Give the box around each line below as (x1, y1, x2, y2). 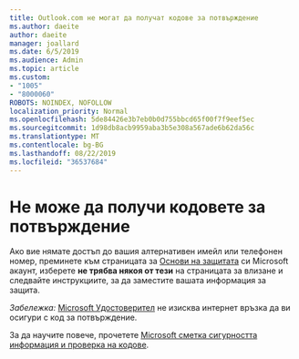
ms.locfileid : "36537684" (9, 157, 108, 167)
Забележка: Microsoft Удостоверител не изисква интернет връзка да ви (9, 303, 291, 313)
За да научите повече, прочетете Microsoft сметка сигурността (9, 330, 258, 341)
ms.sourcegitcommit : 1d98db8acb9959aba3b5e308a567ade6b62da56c (9, 124, 255, 133)
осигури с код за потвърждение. (9, 312, 138, 323)
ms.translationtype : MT (9, 132, 100, 141)
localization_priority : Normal (9, 107, 129, 116)
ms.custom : (9, 73, 51, 82)
